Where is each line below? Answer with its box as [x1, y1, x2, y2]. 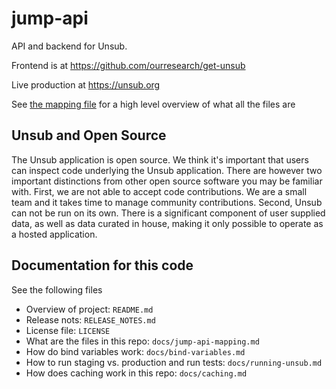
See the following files [11, 283, 103, 296]
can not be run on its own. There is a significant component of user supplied [11, 207, 326, 219]
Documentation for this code [11, 257, 194, 274]
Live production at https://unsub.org [11, 78, 161, 91]
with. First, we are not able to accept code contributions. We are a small [11, 185, 308, 197]
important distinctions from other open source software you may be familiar [11, 175, 323, 187]
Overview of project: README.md [25, 303, 154, 315]
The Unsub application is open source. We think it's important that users [11, 153, 309, 166]
